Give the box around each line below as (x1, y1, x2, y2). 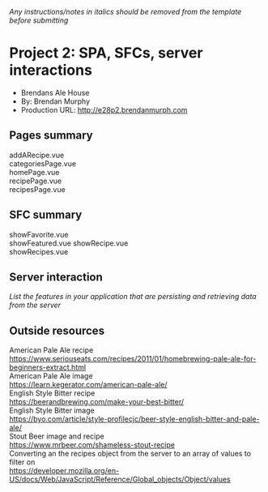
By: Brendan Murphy (20, 96, 90, 106)
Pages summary (9, 129, 93, 143)
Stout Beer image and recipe (9, 431, 104, 441)
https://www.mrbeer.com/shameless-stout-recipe (9, 440, 175, 450)
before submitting (9, 15, 69, 25)
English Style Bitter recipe (9, 388, 96, 398)
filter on (9, 457, 36, 467)
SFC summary (9, 208, 83, 222)
